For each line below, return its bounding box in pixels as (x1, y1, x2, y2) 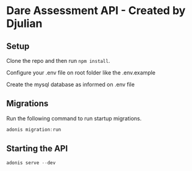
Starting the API (6, 144, 68, 154)
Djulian (6, 16, 43, 31)
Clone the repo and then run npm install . (6, 57, 110, 64)
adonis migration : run (6, 126, 62, 133)
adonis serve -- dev (6, 159, 56, 166)
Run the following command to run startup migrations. (6, 114, 142, 122)
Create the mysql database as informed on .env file (6, 81, 135, 88)
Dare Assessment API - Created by (6, 4, 186, 18)
